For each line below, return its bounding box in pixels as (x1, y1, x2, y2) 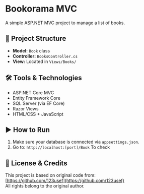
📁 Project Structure (5, 34, 66, 43)
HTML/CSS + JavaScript (12, 111, 64, 117)
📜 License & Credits (5, 159, 67, 167)
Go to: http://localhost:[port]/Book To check (12, 144, 110, 150)
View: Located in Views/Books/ (12, 58, 77, 64)
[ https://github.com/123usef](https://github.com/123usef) (5, 177, 125, 184)
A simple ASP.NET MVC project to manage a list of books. (5, 20, 125, 26)
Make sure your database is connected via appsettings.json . (12, 139, 139, 145)
